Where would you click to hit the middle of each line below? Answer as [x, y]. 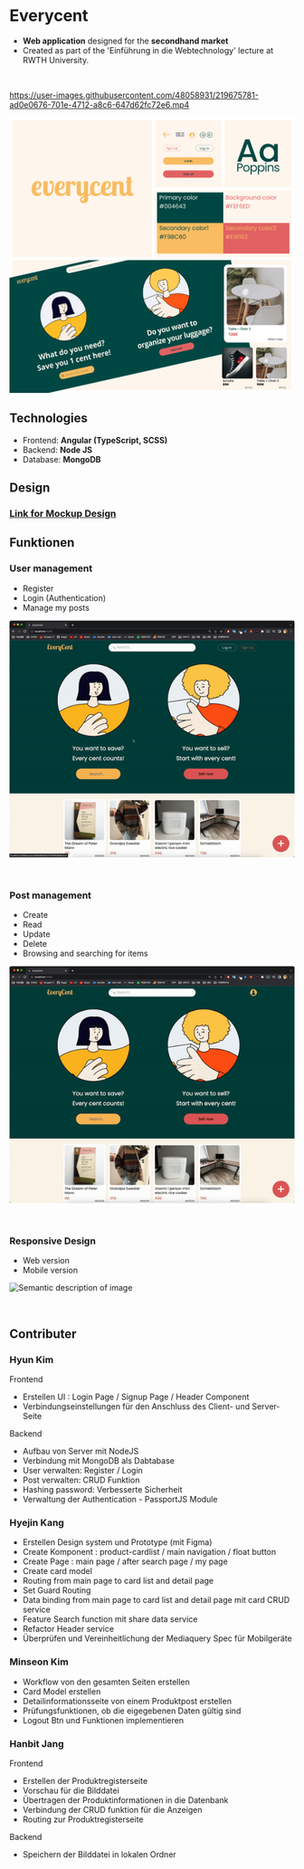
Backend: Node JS [57, 450]
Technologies [49, 419]
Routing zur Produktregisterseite [83, 1819]
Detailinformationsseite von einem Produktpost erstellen [127, 1701]
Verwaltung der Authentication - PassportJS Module [120, 1500]
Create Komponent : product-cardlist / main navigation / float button [149, 1552]
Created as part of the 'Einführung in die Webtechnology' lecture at [148, 50]
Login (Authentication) [64, 597]
